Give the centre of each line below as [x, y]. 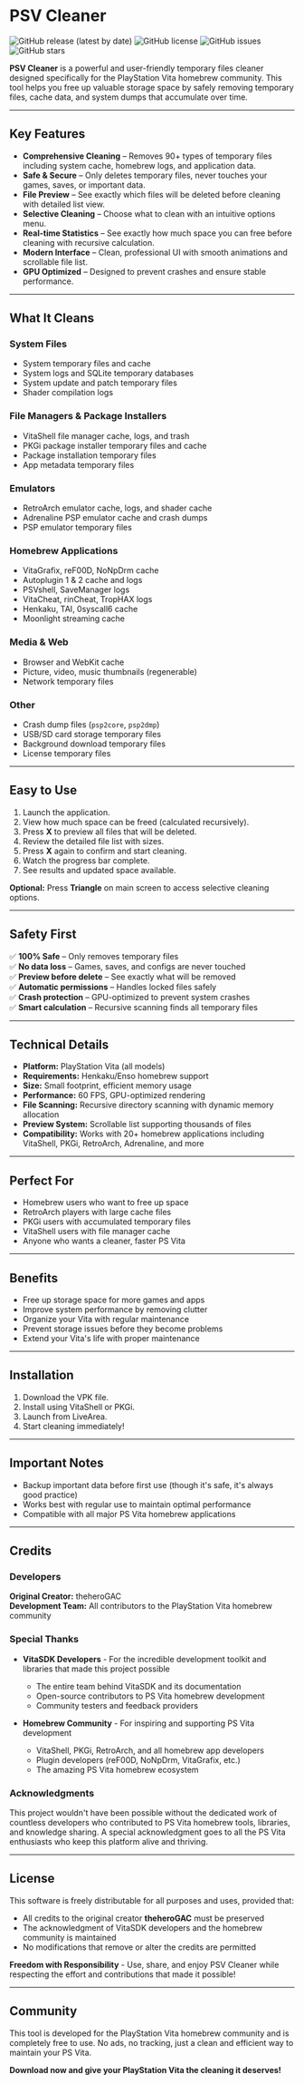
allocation [41, 1115]
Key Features [47, 134]
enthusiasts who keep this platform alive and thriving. [109, 1841]
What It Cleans [52, 318]
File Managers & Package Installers [88, 416]
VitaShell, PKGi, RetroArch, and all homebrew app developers [150, 1750]
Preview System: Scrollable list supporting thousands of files [137, 1125]
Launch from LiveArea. [65, 1417]
